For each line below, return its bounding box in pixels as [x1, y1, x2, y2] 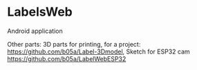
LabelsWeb [7, 4, 73, 20]
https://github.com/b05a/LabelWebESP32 [7, 54, 126, 62]
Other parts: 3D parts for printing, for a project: [7, 40, 141, 48]
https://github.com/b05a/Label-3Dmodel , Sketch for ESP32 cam [7, 47, 190, 56]
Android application [7, 27, 64, 35]
